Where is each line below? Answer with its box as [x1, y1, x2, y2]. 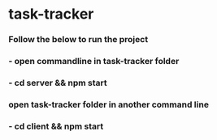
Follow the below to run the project [8, 34, 149, 45]
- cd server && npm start [8, 77, 107, 88]
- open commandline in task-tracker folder [8, 56, 180, 67]
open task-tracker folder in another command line [8, 99, 210, 110]
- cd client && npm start [8, 121, 104, 132]
